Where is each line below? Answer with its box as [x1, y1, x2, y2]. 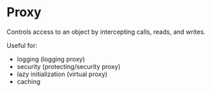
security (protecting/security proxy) [16, 62, 121, 70]
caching [16, 77, 41, 85]
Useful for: [6, 41, 38, 49]
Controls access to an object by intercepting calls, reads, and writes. [6, 27, 206, 36]
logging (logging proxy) [16, 54, 85, 63]
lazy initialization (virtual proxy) [16, 70, 108, 78]
